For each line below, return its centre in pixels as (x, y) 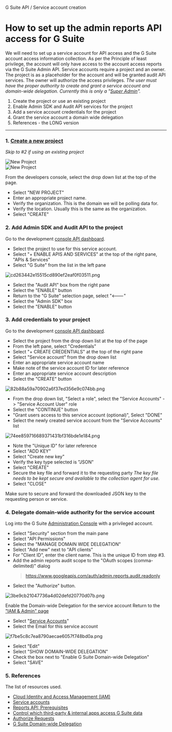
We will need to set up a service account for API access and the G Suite (81, 53)
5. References (23, 676)
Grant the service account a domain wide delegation (68, 117)
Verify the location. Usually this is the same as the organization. (80, 209)
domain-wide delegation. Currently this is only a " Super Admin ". (73, 91)
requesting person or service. (37, 499)
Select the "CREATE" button (42, 379)
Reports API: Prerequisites (40, 707)
